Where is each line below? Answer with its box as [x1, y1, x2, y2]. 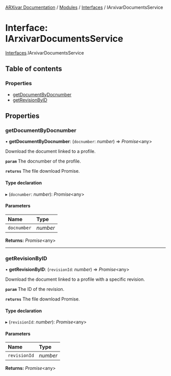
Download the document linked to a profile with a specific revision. [5, 276, 145, 282]
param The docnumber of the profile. [5, 158, 81, 165]
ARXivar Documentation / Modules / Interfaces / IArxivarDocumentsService [5, 5, 163, 10]
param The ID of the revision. [5, 286, 65, 292]
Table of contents [5, 65, 62, 73]
